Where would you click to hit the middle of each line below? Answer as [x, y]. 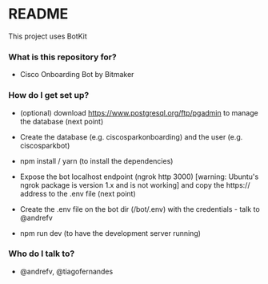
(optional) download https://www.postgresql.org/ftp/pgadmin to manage [139, 112]
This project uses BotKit [48, 36]
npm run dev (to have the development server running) [110, 233]
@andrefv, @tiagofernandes [66, 271]
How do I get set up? [49, 95]
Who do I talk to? [42, 254]
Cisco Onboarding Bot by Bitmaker [77, 75]
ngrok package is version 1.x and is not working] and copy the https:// [135, 185]
